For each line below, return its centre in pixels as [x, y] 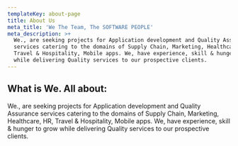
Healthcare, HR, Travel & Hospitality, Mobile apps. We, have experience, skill [119, 120]
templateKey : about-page [44, 14]
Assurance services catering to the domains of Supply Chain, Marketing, [113, 113]
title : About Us [31, 21]
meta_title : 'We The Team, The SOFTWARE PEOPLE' [80, 27]
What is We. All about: [57, 89]
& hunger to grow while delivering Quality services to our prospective [108, 128]
